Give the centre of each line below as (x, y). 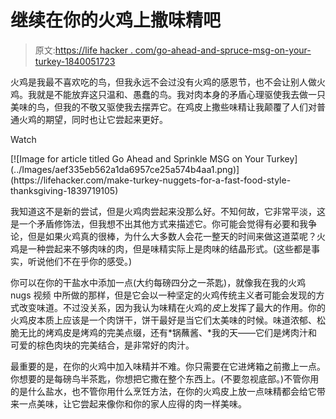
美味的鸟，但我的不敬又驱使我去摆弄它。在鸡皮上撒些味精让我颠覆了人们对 (163, 107)
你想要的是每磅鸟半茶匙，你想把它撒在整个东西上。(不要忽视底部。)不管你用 (165, 378)
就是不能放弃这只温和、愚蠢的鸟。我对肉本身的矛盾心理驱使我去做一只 (181, 94)
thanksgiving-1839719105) (64, 190)
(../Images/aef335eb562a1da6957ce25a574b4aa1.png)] (125, 169)
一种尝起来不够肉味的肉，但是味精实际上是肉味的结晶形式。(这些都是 (169, 248)
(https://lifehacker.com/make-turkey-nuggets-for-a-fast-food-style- (151, 180)
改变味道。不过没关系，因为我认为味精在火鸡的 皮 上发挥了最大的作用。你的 (172, 307)
